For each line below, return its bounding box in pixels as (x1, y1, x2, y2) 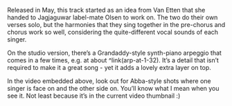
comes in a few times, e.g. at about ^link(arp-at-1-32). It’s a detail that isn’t (7, 56, 220, 64)
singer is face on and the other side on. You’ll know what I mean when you (7, 85, 220, 92)
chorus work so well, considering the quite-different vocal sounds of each (7, 28, 219, 36)
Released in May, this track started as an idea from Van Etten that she (7, 6, 206, 14)
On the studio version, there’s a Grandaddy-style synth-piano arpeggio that (7, 48, 222, 57)
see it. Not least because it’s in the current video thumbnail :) (7, 91, 181, 100)
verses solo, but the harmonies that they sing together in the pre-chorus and (7, 21, 226, 28)
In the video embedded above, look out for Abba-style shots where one (7, 77, 211, 85)
